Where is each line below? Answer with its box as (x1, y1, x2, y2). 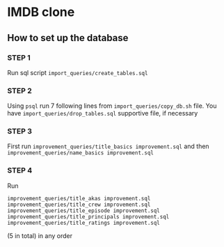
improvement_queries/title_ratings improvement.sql (7, 219, 160, 226)
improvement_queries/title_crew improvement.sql (7, 201, 151, 208)
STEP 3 (7, 127, 33, 136)
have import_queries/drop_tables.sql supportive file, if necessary (7, 109, 198, 118)
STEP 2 (7, 86, 33, 95)
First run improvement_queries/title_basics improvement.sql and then (7, 142, 210, 150)
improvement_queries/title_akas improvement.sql (7, 195, 151, 202)
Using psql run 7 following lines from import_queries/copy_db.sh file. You (7, 102, 217, 110)
